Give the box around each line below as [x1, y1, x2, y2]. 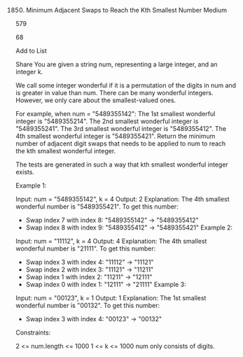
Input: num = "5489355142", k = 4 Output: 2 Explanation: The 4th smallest [15, 195, 230, 203]
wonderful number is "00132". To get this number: [15, 301, 160, 309]
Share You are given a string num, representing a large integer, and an [15, 60, 218, 69]
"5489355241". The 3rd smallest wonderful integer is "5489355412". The [15, 125, 227, 132]
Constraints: [15, 328, 51, 337]
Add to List [15, 47, 47, 55]
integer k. [15, 68, 43, 76]
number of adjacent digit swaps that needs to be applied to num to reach [15, 139, 226, 148]
